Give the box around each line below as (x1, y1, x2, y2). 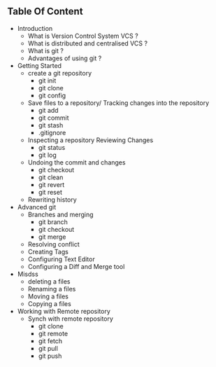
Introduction (17, 24, 53, 32)
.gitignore (38, 128, 66, 137)
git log (38, 151, 57, 159)
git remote (38, 329, 69, 338)
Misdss (17, 270, 38, 278)
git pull (38, 344, 58, 352)
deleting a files (27, 277, 71, 286)
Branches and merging (27, 210, 94, 219)
